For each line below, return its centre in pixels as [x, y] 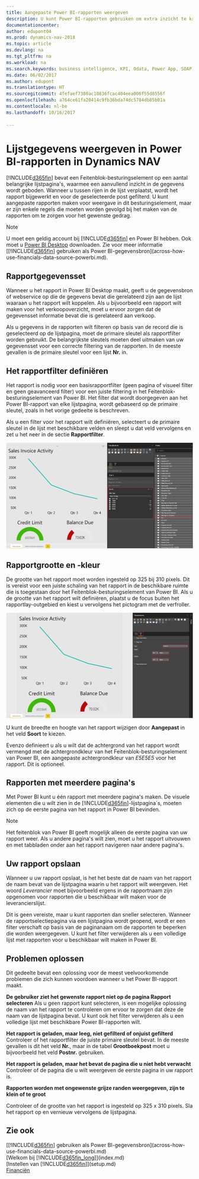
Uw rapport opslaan [44, 863]
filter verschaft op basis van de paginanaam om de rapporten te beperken [96, 927]
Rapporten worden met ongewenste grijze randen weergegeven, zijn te [95, 1088]
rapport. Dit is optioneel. [36, 764]
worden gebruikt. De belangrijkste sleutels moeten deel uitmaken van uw [95, 340]
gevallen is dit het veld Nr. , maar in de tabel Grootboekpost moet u [88, 1046]
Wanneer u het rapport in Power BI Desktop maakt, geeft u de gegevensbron [99, 290]
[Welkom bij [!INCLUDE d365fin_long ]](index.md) [65, 1157]
